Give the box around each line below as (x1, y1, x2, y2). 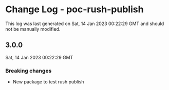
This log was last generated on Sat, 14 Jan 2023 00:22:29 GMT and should (5, 20, 164, 27)
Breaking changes (5, 67, 52, 74)
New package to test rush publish (12, 79, 84, 85)
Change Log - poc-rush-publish (5, 4, 144, 15)
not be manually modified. (5, 26, 61, 32)
